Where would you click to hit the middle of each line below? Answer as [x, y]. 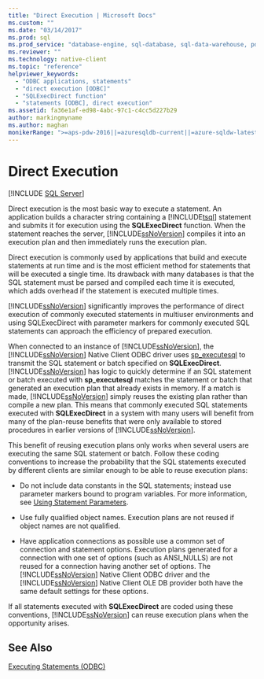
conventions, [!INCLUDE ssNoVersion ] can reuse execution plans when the [128, 614]
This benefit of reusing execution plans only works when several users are [128, 445]
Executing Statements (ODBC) [57, 666]
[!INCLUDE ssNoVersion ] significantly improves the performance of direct [126, 306]
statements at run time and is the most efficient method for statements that [129, 265]
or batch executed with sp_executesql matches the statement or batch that [130, 379]
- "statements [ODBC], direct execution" [84, 103]
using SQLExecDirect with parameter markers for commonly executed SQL [129, 323]
